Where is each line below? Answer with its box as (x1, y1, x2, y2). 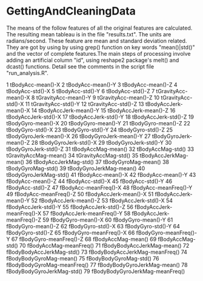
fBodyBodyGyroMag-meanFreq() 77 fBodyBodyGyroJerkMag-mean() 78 (6, 261, 188, 268)
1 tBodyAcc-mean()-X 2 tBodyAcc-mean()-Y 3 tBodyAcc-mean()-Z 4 (6, 81, 178, 88)
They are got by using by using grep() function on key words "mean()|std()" (6, 44, 195, 51)
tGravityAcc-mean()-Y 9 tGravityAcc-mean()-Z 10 (36, 94, 160, 101)
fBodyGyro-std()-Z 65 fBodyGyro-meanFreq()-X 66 (6, 229, 135, 236)
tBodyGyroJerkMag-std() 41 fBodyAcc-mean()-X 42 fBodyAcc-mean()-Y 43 (6, 171, 196, 178)
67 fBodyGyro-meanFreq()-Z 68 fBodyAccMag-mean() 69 (11, 235, 157, 243)
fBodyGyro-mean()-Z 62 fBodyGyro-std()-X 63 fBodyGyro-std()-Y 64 (6, 222, 180, 230)
